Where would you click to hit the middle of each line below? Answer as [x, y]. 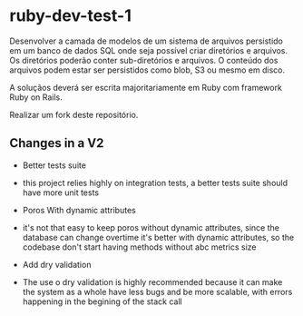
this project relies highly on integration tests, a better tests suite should [155, 183]
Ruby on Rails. [36, 97]
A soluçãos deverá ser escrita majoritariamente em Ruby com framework [146, 87]
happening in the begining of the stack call [103, 301]
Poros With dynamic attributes [79, 210]
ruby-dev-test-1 [70, 16]
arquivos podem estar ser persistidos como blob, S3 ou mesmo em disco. [147, 70]
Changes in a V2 [57, 143]
